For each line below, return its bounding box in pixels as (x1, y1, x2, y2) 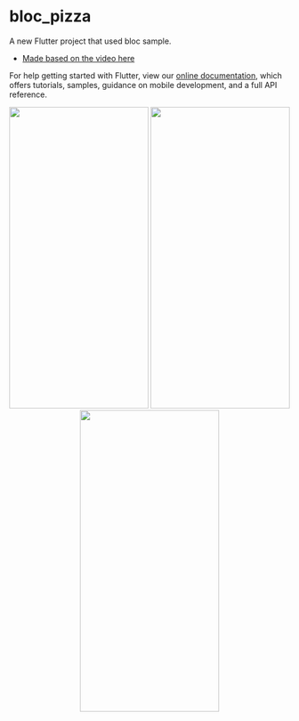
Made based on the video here (21, 53, 135, 63)
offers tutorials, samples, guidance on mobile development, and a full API (9, 79, 278, 90)
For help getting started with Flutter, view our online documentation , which (9, 69, 283, 81)
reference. (9, 89, 47, 100)
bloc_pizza (9, 6, 92, 27)
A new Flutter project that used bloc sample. (9, 36, 172, 46)
